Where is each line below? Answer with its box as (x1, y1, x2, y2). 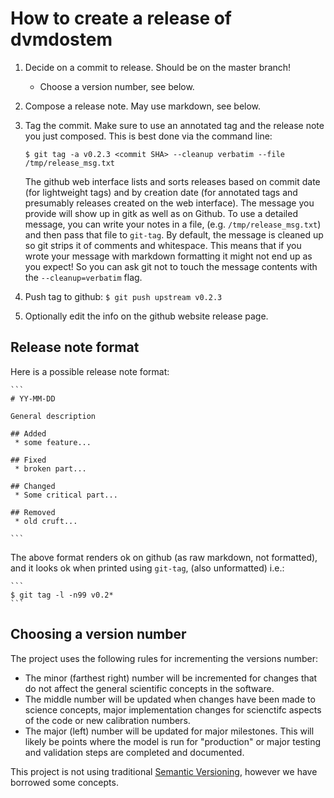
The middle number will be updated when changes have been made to (24, 693, 316, 705)
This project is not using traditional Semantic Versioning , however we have (10, 765, 318, 777)
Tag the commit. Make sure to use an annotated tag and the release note (24, 119, 325, 131)
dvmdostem (10, 28, 113, 51)
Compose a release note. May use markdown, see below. (24, 100, 262, 112)
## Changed (10, 481, 56, 491)
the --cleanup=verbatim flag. (24, 271, 143, 283)
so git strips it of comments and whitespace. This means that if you (24, 239, 302, 251)
